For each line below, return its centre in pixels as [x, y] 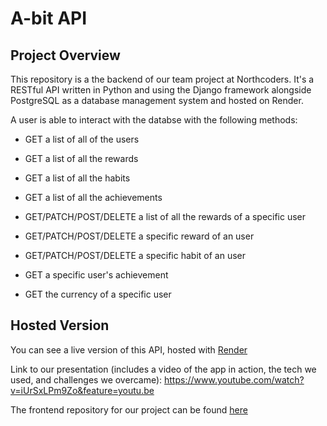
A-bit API [49, 18]
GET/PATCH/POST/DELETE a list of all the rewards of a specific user [165, 216]
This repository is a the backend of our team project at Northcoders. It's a [162, 79]
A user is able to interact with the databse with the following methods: [154, 120]
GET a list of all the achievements [93, 197]
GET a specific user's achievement [96, 275]
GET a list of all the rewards [81, 158]
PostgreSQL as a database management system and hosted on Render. [157, 100]
